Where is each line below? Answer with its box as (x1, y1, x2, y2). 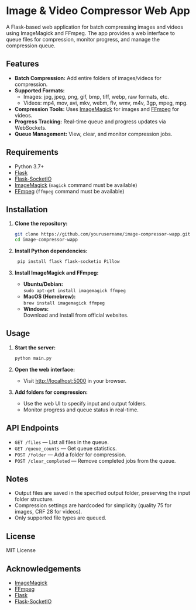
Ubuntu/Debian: (23, 280, 63, 287)
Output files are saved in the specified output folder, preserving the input (14, 490, 191, 497)
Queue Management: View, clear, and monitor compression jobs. (14, 130, 173, 137)
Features (6, 59, 39, 69)
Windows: (23, 306, 49, 312)
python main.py (14, 355, 52, 361)
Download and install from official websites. (23, 311, 129, 318)
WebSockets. (14, 124, 47, 131)
